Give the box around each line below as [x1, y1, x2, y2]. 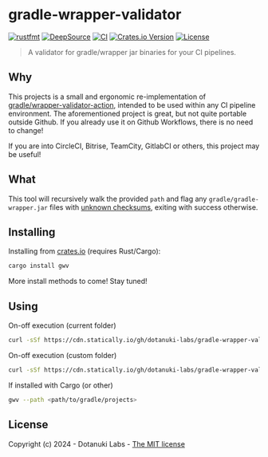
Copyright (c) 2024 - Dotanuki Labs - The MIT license [8, 439, 186, 448]
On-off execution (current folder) [8, 321, 117, 330]
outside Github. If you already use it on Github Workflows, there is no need [8, 117, 254, 127]
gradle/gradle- [208, 195, 259, 203]
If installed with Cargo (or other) [8, 380, 113, 390]
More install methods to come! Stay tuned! [8, 277, 148, 286]
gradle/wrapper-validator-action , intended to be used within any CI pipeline [8, 100, 256, 109]
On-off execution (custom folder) [8, 350, 117, 360]
